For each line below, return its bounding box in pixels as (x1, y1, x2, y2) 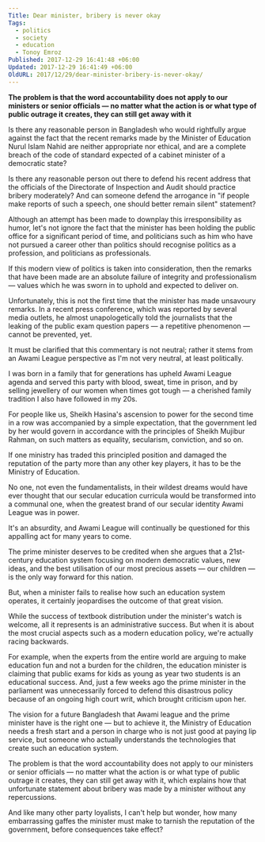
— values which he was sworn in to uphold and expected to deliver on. (8, 280, 239, 290)
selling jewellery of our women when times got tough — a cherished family (8, 386, 252, 395)
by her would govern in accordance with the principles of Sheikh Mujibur (8, 426, 245, 436)
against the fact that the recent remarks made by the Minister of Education (8, 133, 252, 143)
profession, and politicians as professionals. (8, 248, 152, 258)
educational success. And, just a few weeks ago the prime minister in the (8, 677, 247, 686)
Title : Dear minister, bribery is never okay (8, 11, 161, 20)
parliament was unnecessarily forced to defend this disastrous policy (8, 686, 233, 695)
